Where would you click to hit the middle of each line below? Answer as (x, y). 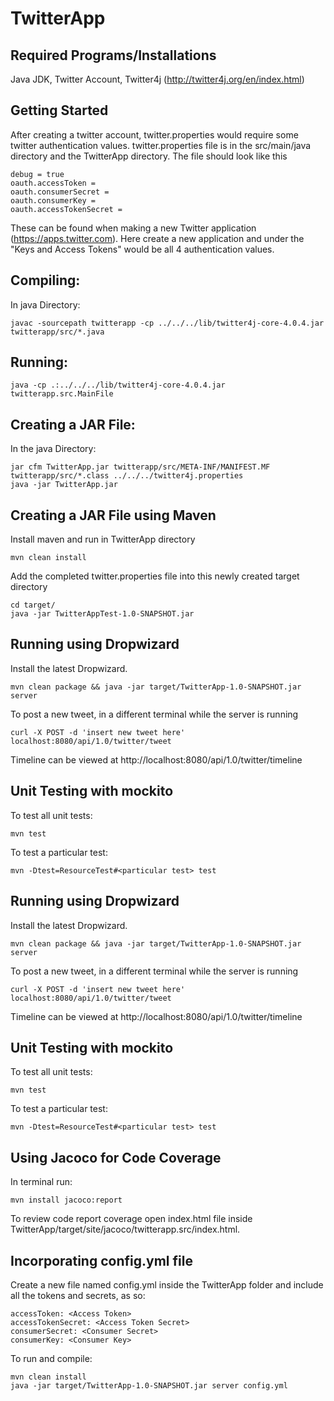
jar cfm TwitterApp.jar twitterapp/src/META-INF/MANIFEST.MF (140, 467)
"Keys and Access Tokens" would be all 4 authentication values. (142, 249)
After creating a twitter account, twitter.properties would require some (154, 134)
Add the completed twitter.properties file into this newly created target (155, 576)
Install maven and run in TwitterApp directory (103, 539)
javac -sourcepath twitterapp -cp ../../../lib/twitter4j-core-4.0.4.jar (167, 323)
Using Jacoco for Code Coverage (116, 1157)
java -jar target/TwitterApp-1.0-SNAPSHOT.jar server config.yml (149, 1385)
